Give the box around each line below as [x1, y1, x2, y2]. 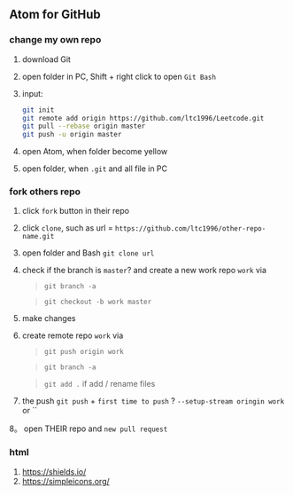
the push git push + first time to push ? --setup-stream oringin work [21, 396, 285, 406]
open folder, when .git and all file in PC [21, 163, 168, 174]
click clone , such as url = [21, 223, 113, 233]
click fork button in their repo [21, 206, 130, 216]
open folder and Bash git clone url [21, 247, 155, 258]
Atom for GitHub [9, 7, 102, 22]
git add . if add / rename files [43, 379, 156, 389]
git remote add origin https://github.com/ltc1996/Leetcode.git [21, 114, 265, 122]
